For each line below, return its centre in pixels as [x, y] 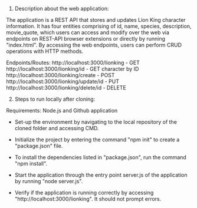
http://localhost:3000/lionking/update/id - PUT [63, 81]
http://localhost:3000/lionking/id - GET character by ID [73, 69]
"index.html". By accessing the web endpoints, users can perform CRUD [94, 45]
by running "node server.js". [49, 181]
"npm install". [31, 164]
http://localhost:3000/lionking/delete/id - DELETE [66, 88]
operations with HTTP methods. [45, 51]
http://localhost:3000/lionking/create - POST [60, 75]
